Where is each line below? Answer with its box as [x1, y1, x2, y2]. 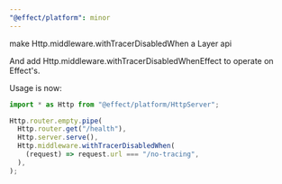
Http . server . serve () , [17, 133, 99, 143]
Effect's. [9, 65, 41, 76]
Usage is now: [9, 82, 62, 93]
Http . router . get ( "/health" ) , [17, 124, 127, 133]
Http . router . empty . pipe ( [9, 116, 103, 125]
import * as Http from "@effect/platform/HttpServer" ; [9, 100, 220, 109]
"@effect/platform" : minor [9, 13, 111, 23]
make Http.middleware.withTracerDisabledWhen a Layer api [9, 38, 232, 49]
